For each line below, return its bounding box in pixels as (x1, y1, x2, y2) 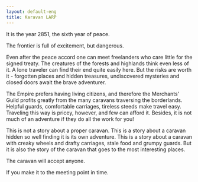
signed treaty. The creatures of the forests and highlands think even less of (6, 60, 189, 67)
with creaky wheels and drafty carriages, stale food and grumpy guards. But (6, 139, 192, 146)
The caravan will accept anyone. (6, 157, 86, 164)
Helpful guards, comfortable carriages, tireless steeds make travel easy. (6, 103, 181, 110)
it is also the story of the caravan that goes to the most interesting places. (6, 146, 186, 153)
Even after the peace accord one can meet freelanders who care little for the (6, 53, 193, 60)
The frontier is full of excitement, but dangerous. (6, 42, 124, 49)
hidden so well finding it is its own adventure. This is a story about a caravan (6, 133, 193, 140)
